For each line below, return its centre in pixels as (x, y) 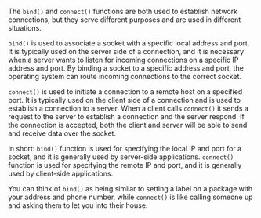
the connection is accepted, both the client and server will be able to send (128, 125)
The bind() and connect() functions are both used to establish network (123, 11)
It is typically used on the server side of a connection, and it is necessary (126, 51)
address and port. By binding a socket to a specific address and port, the (126, 68)
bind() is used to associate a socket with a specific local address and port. (129, 43)
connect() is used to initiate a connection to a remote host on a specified (125, 92)
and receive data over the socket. (62, 133)
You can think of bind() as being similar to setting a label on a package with (130, 189)
